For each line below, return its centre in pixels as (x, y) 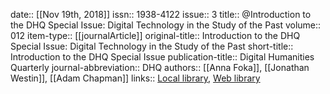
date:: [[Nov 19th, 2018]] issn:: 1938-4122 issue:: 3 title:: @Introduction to (161, 14)
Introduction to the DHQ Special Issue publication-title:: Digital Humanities (162, 57)
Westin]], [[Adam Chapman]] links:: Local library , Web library (135, 78)
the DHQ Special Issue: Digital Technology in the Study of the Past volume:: (166, 25)
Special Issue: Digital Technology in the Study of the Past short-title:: (152, 46)
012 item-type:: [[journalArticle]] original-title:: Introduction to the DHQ (155, 35)
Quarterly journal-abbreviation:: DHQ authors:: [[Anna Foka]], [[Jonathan (160, 67)
